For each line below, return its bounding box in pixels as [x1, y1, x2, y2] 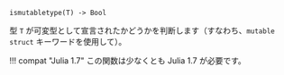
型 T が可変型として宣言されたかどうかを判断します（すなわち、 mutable [9, 25, 275, 36]
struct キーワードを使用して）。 [9, 37, 127, 46]
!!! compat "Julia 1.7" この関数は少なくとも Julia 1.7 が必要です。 [9, 55, 246, 66]
